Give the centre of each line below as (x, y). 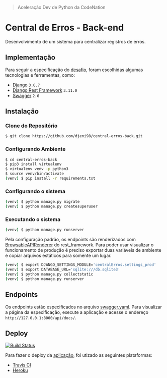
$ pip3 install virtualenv (33, 164)
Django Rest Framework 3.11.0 (45, 90)
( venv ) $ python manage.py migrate (43, 202)
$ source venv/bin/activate (35, 174)
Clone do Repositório (31, 126)
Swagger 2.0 (26, 95)
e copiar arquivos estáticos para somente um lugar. (58, 256)
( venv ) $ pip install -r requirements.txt (50, 179)
